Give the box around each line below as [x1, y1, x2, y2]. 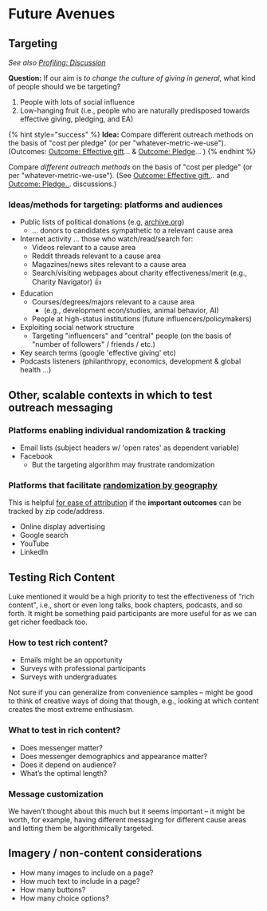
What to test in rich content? [8, 725, 121, 736]
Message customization [8, 788, 104, 799]
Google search [19, 531, 69, 540]
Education [19, 288, 53, 298]
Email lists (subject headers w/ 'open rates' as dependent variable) [19, 443, 240, 452]
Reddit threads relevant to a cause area [31, 251, 161, 261]
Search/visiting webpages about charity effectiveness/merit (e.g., [31, 269, 247, 278]
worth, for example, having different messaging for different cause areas [8, 814, 247, 824]
